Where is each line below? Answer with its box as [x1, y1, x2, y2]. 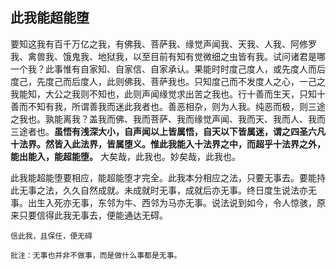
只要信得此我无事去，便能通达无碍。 [18, 209, 168, 221]
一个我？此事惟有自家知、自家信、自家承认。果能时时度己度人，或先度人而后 [10, 63, 326, 75]
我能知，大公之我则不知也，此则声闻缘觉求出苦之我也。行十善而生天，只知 [10, 88, 317, 100]
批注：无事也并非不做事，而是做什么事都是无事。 [10, 250, 182, 260]
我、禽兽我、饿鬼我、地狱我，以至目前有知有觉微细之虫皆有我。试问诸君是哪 [10, 50, 326, 62]
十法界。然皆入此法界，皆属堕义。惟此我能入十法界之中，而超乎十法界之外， [10, 138, 326, 150]
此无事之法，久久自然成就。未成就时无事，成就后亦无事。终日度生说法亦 [10, 184, 308, 196]
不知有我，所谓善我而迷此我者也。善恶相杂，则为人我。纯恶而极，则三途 [27, 100, 326, 112]
